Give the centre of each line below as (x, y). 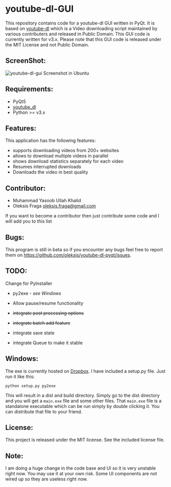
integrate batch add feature (41, 323)
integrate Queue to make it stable (48, 343)
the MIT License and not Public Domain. (47, 44)
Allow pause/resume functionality (48, 303)
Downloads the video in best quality (50, 172)
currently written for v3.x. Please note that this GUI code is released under (83, 39)
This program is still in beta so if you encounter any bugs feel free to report (84, 250)
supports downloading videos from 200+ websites (66, 151)
